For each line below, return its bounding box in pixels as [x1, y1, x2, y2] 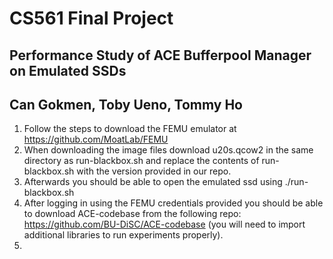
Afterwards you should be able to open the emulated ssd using [23, 176, 283, 188]
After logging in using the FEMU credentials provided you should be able [23, 197, 324, 209]
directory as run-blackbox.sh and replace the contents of [23, 155, 260, 167]
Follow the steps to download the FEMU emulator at [23, 123, 237, 135]
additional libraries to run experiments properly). [23, 229, 224, 241]
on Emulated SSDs [9, 62, 127, 79]
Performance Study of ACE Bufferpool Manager [9, 47, 312, 64]
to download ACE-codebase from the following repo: [23, 208, 242, 220]
